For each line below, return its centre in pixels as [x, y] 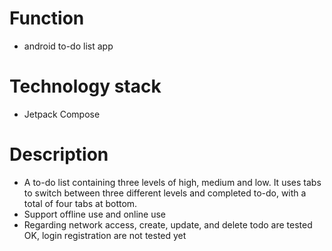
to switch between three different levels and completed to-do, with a [165, 193]
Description [59, 154]
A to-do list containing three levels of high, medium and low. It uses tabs [172, 182]
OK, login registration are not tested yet [105, 235]
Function [47, 18]
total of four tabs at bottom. [80, 203]
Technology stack [85, 86]
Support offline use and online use [95, 214]
